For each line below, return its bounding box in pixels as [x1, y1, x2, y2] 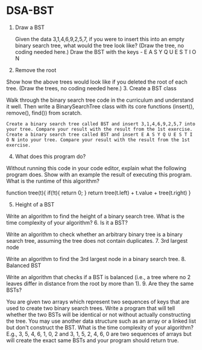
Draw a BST [14, 24, 45, 31]
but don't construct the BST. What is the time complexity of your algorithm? [6, 323, 194, 331]
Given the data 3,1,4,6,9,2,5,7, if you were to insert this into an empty [14, 35, 185, 42]
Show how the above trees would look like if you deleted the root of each [6, 78, 188, 85]
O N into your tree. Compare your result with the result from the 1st [6, 137, 190, 143]
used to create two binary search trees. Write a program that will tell [6, 304, 175, 312]
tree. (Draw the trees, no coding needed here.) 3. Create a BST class [6, 84, 177, 91]
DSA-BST [6, 4, 54, 18]
